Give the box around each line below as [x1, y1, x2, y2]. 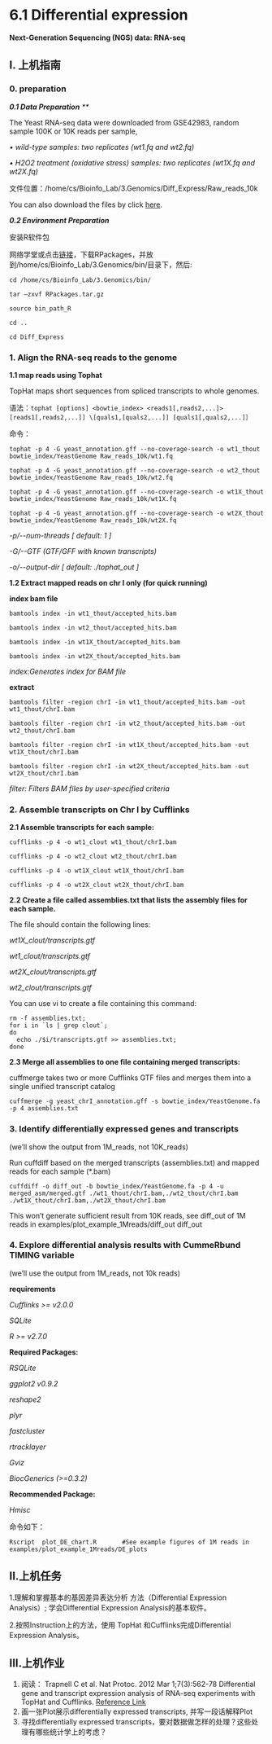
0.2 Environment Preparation [9, 215, 110, 225]
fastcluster [9, 1426, 45, 1435]
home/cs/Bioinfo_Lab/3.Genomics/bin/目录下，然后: [19, 259, 193, 270]
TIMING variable [9, 1250, 76, 1261]
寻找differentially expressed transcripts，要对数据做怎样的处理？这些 [20, 1717, 252, 1727]
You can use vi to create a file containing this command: [9, 999, 197, 1008]
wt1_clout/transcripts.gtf [9, 951, 91, 961]
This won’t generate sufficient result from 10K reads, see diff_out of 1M [9, 1210, 246, 1220]
